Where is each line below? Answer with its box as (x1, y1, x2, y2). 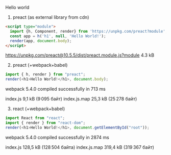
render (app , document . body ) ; (10, 38, 72, 43)
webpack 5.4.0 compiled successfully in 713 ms (5, 86, 106, 92)
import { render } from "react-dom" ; (5, 120, 86, 125)
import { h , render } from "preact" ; (5, 72, 86, 77)
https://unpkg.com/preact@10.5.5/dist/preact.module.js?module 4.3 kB (5, 52, 155, 58)
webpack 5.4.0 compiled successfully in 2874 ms (5, 134, 110, 140)
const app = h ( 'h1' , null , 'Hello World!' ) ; (10, 33, 106, 39)
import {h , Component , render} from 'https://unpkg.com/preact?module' (10, 29, 166, 34)
